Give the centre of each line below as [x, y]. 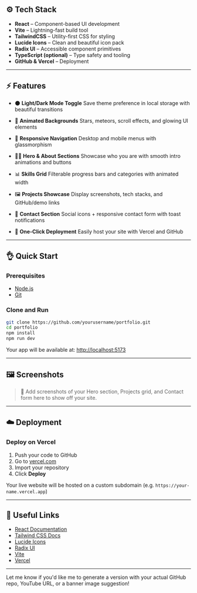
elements [26, 127]
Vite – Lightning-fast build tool [51, 30]
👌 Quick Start [32, 256]
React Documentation [41, 529]
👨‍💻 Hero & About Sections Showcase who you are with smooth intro [97, 156]
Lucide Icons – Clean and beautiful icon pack [69, 42]
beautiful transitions [39, 109]
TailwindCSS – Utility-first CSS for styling [65, 36]
